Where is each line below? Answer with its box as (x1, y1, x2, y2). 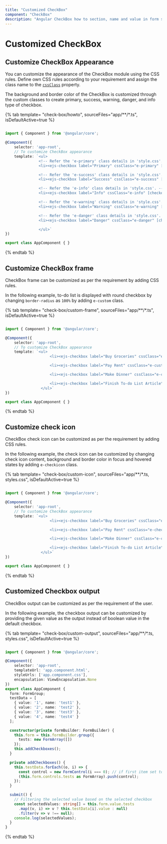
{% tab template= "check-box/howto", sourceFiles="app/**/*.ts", (5, 112, 138, 118)
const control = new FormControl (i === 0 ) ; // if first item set (18, 769, 157, 774)
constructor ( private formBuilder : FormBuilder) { (9, 728, 114, 733)
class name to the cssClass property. (5, 82, 81, 88)
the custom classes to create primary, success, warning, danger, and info (5, 97, 156, 103)
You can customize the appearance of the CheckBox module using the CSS (5, 71, 160, 77)
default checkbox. (5, 620, 42, 626)
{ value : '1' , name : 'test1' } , (14, 700, 81, 705)
